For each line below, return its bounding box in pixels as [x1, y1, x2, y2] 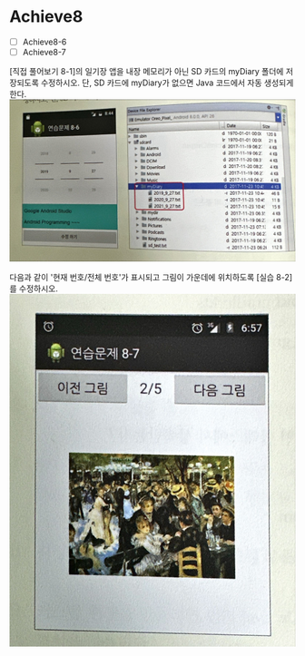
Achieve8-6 [22, 36, 67, 47]
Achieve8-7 [22, 47, 66, 57]
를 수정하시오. [9, 283, 59, 294]
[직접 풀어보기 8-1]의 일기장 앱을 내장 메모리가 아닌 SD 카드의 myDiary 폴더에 [9, 66, 284, 77]
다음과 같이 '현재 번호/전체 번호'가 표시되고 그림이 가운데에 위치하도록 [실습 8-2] [9, 272, 293, 283]
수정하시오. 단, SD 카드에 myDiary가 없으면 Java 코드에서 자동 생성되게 [40, 77, 294, 88]
